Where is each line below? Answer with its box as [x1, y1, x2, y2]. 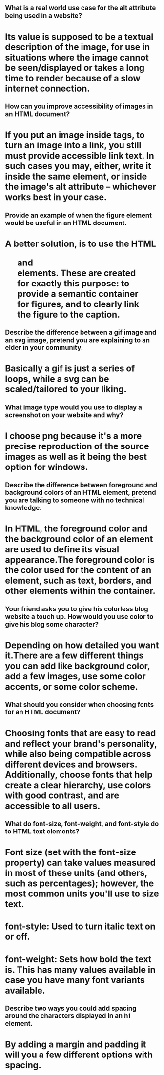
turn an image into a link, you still [5, 140, 142, 151]
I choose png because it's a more [5, 430, 142, 441]
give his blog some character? [5, 620, 99, 629]
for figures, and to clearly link [17, 299, 140, 309]
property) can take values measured [5, 857, 156, 868]
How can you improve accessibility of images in [5, 102, 153, 110]
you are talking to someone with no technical [5, 496, 144, 505]
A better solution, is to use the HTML [5, 238, 156, 249]
